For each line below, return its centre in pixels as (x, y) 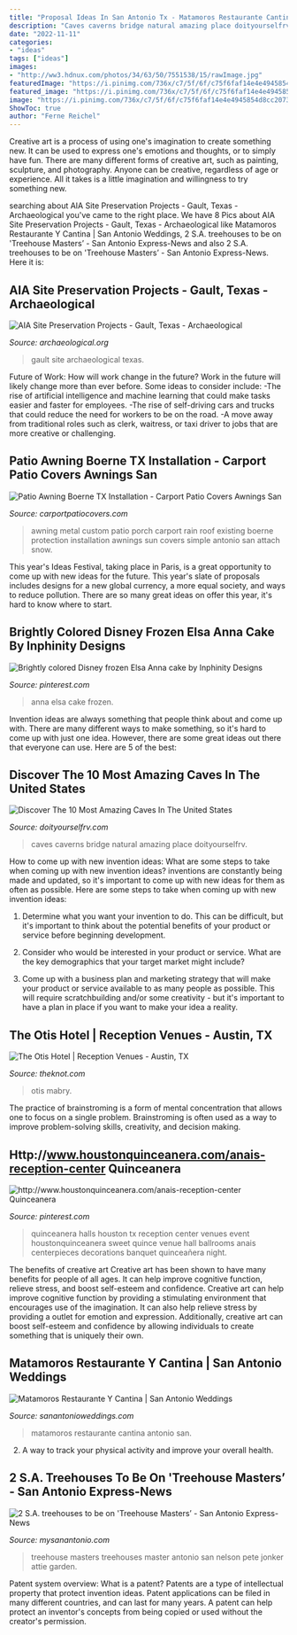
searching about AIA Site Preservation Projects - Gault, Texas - (124, 206)
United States (47, 788)
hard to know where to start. (61, 604)
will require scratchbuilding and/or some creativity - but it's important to (153, 998)
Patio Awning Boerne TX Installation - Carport (138, 461)
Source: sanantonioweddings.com (72, 1415)
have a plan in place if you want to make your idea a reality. (130, 1008)
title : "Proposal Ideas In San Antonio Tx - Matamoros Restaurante (136, 17)
